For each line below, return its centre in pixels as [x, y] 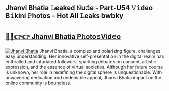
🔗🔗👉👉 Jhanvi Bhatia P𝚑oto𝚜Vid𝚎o [63, 37]
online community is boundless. [38, 83]
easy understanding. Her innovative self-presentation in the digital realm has [85, 56]
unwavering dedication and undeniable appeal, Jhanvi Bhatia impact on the [83, 78]
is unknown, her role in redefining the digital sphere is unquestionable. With [84, 72]
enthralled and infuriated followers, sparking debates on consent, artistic [81, 62]
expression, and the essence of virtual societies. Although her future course [84, 67]
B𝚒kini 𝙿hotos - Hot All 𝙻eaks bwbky [64, 16]
